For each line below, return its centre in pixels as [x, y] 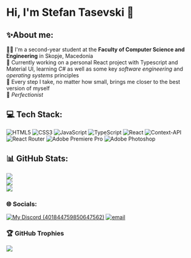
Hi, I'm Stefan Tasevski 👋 [70, 12]
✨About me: [30, 35]
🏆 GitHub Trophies [35, 233]
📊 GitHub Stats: [37, 159]
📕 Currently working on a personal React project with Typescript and [92, 62]
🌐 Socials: [22, 204]
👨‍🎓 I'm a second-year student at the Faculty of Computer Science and [95, 49]
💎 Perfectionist [25, 95]
